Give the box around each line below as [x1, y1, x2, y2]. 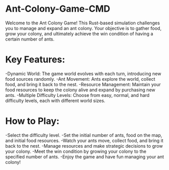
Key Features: [5, 54, 65, 65]
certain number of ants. [5, 36, 55, 42]
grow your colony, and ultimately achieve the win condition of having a [5, 30, 154, 37]
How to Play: [5, 115, 60, 127]
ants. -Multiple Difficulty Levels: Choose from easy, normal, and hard [5, 92, 150, 98]
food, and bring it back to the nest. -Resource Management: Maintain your [5, 81, 161, 87]
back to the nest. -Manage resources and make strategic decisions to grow [5, 143, 163, 149]
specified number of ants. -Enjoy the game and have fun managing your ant [5, 153, 164, 160]
